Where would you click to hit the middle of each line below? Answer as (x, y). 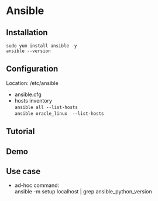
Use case (23, 171)
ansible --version (28, 51)
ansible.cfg (28, 94)
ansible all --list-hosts (46, 107)
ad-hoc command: (37, 185)
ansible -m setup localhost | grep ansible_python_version (83, 192)
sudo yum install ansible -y (42, 46)
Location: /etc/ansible (32, 83)
